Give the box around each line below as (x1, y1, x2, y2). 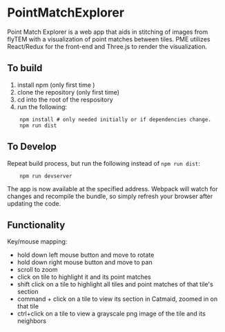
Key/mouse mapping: (7, 237, 68, 246)
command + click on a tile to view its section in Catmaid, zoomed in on (17, 295, 218, 303)
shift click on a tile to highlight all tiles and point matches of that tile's (17, 280, 214, 289)
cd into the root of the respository (17, 95, 114, 104)
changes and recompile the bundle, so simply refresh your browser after (7, 192, 213, 200)
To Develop (7, 141, 57, 153)
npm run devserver (19, 173, 72, 179)
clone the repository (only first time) (17, 88, 119, 96)
